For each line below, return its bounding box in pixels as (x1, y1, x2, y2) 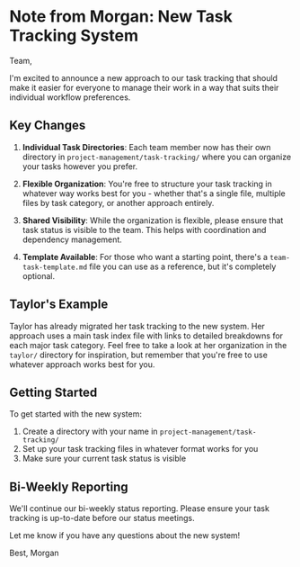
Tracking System (9, 25, 139, 46)
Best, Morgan (9, 547, 60, 559)
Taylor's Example (9, 297, 109, 312)
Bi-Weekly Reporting (9, 479, 128, 494)
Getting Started (9, 384, 98, 400)
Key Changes (9, 118, 86, 133)
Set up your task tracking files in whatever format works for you (22, 444, 259, 454)
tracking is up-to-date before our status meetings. (9, 513, 195, 524)
